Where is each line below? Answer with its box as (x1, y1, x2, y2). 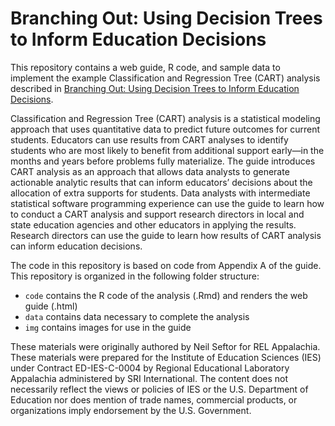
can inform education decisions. (10, 240, 143, 252)
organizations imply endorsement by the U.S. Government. (10, 404, 252, 416)
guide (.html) (24, 300, 78, 312)
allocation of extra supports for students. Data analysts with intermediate (10, 187, 311, 199)
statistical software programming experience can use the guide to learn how (10, 197, 325, 209)
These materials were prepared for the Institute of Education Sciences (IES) (10, 351, 322, 363)
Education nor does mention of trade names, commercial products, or (10, 393, 298, 406)
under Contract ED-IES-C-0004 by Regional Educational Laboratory (10, 362, 290, 374)
